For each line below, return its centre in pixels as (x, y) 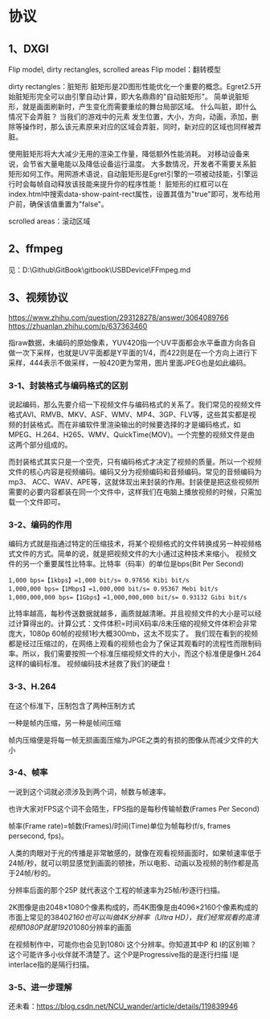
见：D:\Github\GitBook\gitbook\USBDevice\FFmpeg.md (100, 269)
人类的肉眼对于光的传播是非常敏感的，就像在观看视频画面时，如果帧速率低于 (135, 853)
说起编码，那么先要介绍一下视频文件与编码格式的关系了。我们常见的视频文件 (135, 404)
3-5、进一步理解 (40, 987)
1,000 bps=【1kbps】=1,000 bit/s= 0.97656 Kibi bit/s (99, 581)
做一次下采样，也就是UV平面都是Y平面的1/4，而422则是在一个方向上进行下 (133, 352)
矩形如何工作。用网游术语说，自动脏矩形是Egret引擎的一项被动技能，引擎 (130, 174)
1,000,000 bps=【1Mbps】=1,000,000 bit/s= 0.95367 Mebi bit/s (113, 589)
